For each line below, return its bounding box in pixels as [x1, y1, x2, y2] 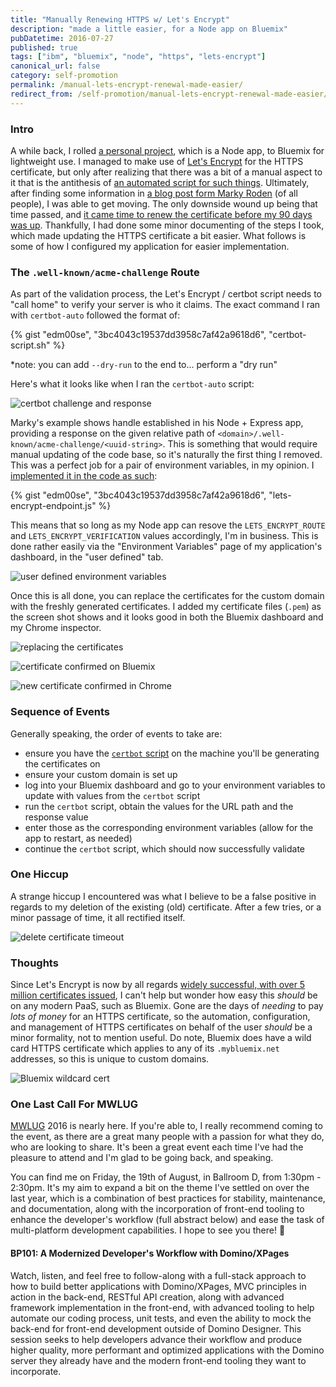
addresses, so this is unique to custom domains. [10, 1053, 210, 1065]
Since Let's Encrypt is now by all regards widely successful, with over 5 [10, 979, 306, 991]
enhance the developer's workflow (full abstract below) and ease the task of [10, 1214, 325, 1226]
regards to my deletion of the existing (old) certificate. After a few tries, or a [10, 901, 322, 913]
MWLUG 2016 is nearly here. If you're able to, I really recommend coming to [10, 1120, 323, 1132]
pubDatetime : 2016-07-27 [10, 33, 114, 43]
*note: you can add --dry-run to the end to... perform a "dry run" [10, 359, 278, 371]
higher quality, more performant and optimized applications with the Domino [10, 1344, 325, 1356]
